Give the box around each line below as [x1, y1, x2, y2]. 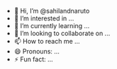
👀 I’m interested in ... [13, 14, 74, 23]
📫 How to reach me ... [13, 37, 80, 45]
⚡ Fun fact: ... [13, 55, 53, 63]
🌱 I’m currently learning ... [13, 22, 90, 30]
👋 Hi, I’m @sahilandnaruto [13, 7, 90, 15]
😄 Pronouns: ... [13, 47, 60, 56]
